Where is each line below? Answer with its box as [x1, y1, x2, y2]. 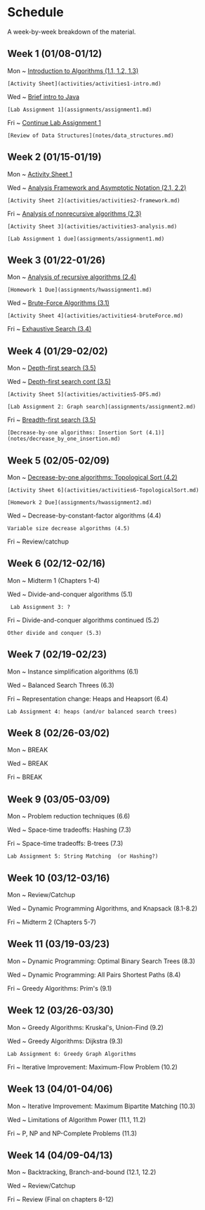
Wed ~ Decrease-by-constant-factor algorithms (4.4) [7, 511, 161, 520]
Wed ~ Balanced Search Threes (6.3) [7, 681, 114, 689]
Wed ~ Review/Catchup [7, 1182, 76, 1190]
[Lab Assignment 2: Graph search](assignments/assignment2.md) [7, 404, 197, 411]
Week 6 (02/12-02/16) [7, 558, 106, 569]
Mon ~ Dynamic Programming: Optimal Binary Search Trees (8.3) [7, 957, 195, 965]
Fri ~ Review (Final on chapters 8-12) [7, 1195, 114, 1204]
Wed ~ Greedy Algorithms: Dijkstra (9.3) [7, 1036, 123, 1045]
